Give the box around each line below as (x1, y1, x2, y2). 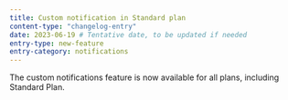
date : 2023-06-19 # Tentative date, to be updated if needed (9, 30, 248, 39)
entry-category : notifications (9, 47, 129, 56)
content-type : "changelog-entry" (9, 22, 137, 31)
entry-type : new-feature (9, 38, 104, 48)
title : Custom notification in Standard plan (9, 13, 186, 23)
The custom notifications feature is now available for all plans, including (9, 72, 280, 83)
